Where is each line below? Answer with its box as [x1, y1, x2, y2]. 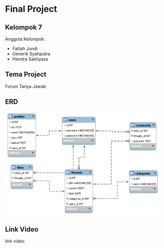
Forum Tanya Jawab [5, 83, 47, 89]
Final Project [5, 3, 57, 15]
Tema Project [5, 70, 47, 79]
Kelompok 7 [5, 23, 43, 31]
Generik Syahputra [12, 51, 51, 57]
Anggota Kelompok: [5, 36, 45, 42]
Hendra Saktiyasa [12, 56, 48, 62]
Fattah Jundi [12, 46, 38, 51]
